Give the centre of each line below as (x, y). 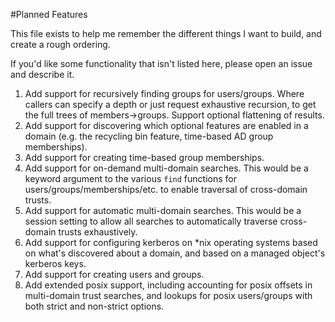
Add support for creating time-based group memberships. (144, 157)
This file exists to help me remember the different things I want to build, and (166, 33)
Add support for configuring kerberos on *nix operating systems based (171, 242)
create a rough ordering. (60, 44)
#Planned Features (49, 14)
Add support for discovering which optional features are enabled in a (166, 125)
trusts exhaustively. (98, 232)
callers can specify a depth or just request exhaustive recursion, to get (170, 104)
